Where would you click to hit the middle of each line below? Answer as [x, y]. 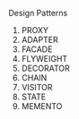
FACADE [37, 49]
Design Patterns [38, 13]
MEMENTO [42, 106]
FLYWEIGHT [44, 59]
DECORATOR [46, 68]
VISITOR [37, 87]
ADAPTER [40, 40]
